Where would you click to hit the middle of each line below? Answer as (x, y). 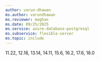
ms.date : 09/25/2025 (27, 24)
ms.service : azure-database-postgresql (47, 29)
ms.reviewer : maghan (27, 19)
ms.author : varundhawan (30, 15)
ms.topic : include (25, 39)
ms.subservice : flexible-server (39, 34)
